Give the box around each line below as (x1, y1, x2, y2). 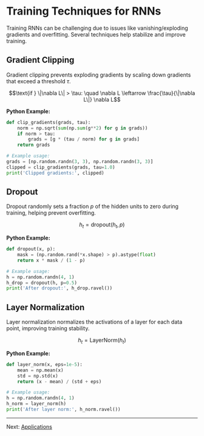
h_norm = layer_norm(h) (6, 401, 67, 407)
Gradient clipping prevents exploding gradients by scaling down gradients (6, 71, 191, 78)
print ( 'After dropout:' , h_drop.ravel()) (6, 285, 113, 291)
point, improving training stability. (6, 325, 90, 332)
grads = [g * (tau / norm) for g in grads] (28, 136, 140, 142)
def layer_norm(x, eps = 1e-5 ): (6, 361, 83, 367)
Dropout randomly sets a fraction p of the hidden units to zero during (6, 202, 179, 210)
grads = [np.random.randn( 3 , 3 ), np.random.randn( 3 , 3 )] (6, 159, 154, 165)
